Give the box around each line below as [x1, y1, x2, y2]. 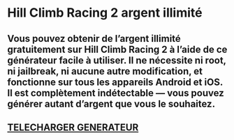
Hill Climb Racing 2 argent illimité [7, 5, 203, 21]
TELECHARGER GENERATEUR [7, 121, 139, 133]
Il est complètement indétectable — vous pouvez [7, 87, 225, 99]
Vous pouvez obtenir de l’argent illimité [7, 33, 182, 45]
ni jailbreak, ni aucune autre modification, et [7, 65, 203, 77]
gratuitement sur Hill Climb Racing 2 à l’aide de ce [7, 43, 228, 55]
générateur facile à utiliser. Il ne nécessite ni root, [7, 54, 226, 66]
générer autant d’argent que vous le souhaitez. [7, 98, 215, 109]
